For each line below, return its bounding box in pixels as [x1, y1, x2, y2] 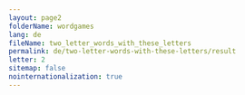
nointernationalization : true [8, 72, 123, 81]
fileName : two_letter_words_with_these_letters [8, 38, 192, 48]
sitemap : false [8, 64, 66, 73]
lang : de [8, 30, 42, 39]
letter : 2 [8, 55, 46, 64]
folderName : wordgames [8, 22, 94, 31]
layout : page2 [8, 13, 63, 23]
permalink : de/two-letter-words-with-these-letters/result [8, 47, 237, 56]
